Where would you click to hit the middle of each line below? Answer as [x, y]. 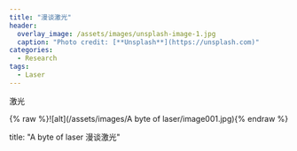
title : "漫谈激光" [41, 17]
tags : [19, 67]
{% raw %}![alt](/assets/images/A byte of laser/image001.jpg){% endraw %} [149, 118]
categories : [31, 50]
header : [23, 26]
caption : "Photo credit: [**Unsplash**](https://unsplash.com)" [138, 42]
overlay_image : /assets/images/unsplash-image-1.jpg [117, 34]
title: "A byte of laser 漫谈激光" [65, 137]
